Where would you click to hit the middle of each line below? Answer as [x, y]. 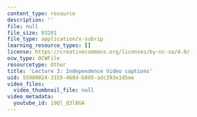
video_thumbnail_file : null [54, 90]
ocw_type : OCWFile [34, 58]
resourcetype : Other [37, 65]
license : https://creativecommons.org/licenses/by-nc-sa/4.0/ [98, 52]
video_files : [26, 84]
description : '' [30, 20]
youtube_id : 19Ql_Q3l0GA [49, 103]
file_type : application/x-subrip [55, 39]
